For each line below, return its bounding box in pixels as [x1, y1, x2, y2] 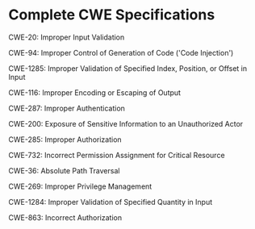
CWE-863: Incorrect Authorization [8, 212, 123, 223]
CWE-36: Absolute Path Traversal [8, 165, 120, 175]
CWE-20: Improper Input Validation [8, 32, 125, 42]
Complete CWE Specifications [8, 6, 215, 24]
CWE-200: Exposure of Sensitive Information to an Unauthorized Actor [8, 119, 244, 128]
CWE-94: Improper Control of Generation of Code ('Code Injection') [8, 48, 234, 57]
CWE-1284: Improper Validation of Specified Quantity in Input [8, 197, 213, 206]
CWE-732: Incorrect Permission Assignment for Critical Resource [8, 150, 225, 160]
